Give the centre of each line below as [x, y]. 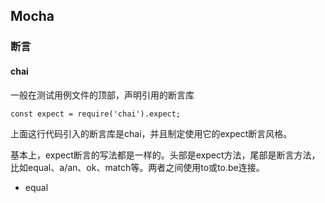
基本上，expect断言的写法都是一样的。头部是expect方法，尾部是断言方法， [165, 155]
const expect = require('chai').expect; [96, 114]
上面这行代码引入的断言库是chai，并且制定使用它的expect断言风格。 [151, 133]
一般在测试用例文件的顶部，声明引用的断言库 [102, 95]
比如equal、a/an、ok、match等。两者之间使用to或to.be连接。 [137, 167]
